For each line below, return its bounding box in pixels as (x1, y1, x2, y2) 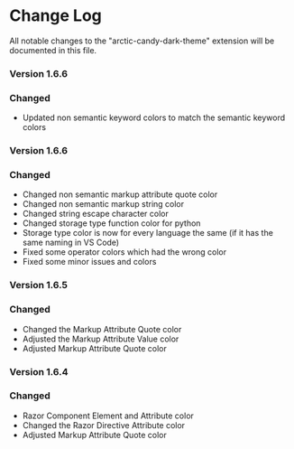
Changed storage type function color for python (22, 218, 201, 229)
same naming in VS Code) (22, 237, 120, 248)
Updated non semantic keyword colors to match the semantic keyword (22, 112, 286, 123)
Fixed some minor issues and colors (22, 257, 157, 267)
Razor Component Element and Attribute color (22, 410, 194, 421)
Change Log (9, 5, 102, 26)
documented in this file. (9, 44, 97, 55)
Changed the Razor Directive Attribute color (22, 419, 186, 430)
